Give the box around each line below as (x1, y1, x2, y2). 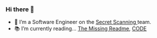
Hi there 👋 (5, 5, 35, 13)
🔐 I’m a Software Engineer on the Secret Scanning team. (14, 19, 152, 26)
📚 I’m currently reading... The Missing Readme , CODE (14, 25, 147, 32)
